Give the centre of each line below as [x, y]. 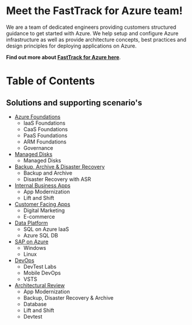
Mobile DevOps [42, 273]
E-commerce [39, 216]
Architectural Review [40, 285]
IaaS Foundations [44, 123]
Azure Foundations [37, 116]
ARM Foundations [45, 142]
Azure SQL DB [41, 235]
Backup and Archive [48, 173]
